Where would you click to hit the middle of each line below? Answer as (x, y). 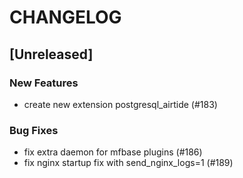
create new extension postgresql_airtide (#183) (120, 104)
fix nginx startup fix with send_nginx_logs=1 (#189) (128, 163)
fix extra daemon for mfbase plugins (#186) (113, 152)
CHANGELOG (65, 17)
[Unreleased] (51, 54)
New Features (44, 83)
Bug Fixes (34, 130)
